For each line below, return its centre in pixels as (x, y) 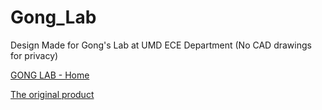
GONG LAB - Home (50, 75)
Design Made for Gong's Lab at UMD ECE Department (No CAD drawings (161, 45)
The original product (52, 94)
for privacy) (34, 55)
